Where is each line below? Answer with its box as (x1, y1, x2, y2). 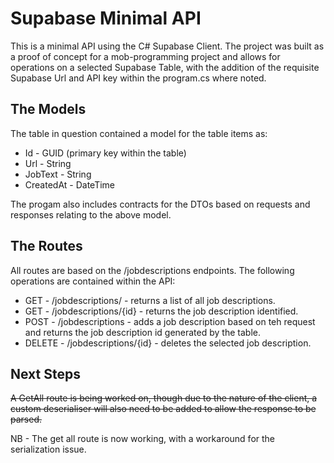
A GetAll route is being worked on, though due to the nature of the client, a (10, 392, 318, 404)
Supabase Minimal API (10, 7, 202, 30)
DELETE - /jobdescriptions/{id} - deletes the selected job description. (24, 337, 312, 349)
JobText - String (24, 168, 92, 180)
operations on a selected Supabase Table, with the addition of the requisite (10, 61, 320, 73)
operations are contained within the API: (10, 275, 176, 287)
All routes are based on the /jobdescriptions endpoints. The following (10, 264, 295, 276)
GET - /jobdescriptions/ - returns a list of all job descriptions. (24, 294, 276, 306)
